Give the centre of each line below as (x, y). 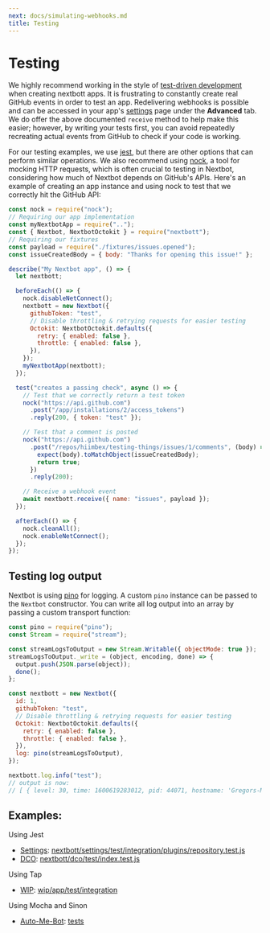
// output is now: (39, 783)
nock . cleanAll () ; (52, 528)
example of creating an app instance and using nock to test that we (120, 187)
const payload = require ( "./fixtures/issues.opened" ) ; (102, 247)
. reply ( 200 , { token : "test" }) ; (86, 418)
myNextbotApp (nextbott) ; (64, 366)
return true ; (59, 462)
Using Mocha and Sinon (48, 906)
